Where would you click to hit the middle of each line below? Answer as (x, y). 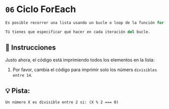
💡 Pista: (18, 91)
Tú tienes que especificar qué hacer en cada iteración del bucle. (78, 32)
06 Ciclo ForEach (41, 9)
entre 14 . (23, 75)
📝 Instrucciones (31, 48)
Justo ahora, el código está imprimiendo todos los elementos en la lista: (80, 60)
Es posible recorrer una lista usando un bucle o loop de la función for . (86, 23)
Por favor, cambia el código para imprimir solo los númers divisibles (85, 70)
